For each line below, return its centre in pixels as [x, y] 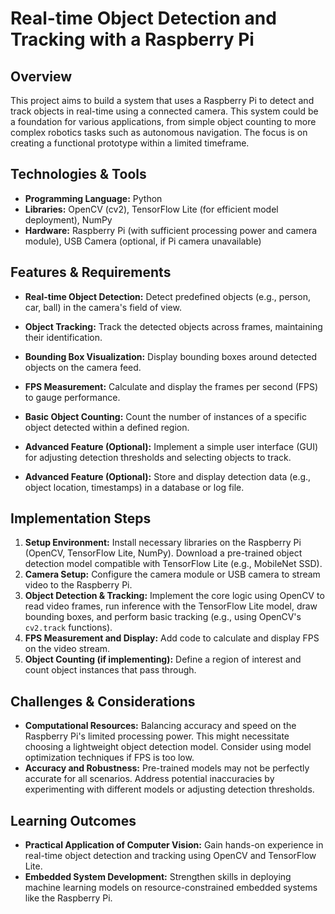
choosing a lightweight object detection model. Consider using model [168, 747]
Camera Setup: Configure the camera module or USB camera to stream [172, 574]
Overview [41, 76]
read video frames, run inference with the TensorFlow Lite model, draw [171, 606]
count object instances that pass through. [110, 670]
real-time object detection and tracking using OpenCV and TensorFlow [170, 856]
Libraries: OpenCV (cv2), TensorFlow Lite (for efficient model [151, 209]
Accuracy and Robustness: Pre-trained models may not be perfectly [167, 768]
